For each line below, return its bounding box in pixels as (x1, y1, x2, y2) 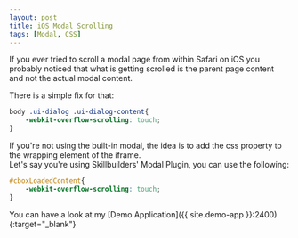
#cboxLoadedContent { (9, 176, 86, 185)
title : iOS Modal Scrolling (9, 21, 114, 30)
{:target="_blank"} (9, 218, 77, 229)
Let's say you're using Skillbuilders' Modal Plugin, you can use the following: (9, 160, 290, 169)
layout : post (9, 12, 58, 22)
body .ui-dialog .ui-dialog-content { (9, 108, 149, 117)
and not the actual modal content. (9, 73, 133, 84)
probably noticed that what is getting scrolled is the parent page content (9, 63, 274, 74)
